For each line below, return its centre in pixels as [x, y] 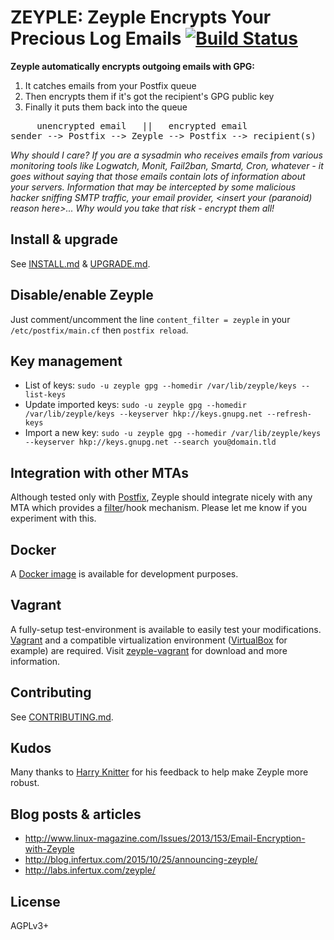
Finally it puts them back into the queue [106, 107]
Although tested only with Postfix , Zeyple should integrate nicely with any [161, 497]
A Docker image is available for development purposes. [124, 574]
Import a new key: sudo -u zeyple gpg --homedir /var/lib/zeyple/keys [173, 433]
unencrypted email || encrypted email [142, 125]
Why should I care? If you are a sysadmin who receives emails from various [166, 155]
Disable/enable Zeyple [82, 295]
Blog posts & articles [76, 814]
